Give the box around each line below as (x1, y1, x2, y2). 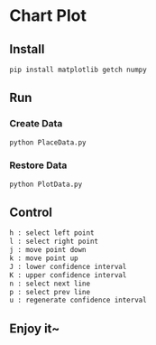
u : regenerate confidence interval (9, 295, 147, 305)
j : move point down (9, 246, 87, 255)
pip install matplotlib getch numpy (9, 65, 147, 74)
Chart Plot (9, 5, 87, 26)
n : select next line (9, 279, 91, 288)
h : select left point (9, 228, 95, 238)
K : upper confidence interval (9, 270, 127, 280)
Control (9, 205, 52, 219)
